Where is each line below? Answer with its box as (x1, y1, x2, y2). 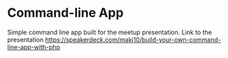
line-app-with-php (7, 43, 61, 51)
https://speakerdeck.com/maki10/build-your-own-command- (45, 35, 222, 43)
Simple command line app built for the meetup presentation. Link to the (7, 28, 212, 36)
